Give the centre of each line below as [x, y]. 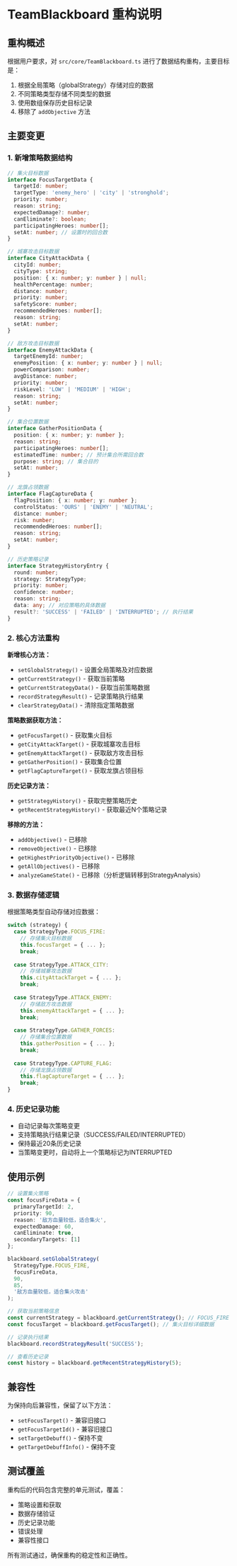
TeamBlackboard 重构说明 [85, 15]
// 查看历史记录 [28, 1357]
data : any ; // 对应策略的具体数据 [60, 606]
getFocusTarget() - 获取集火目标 [65, 735]
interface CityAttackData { [49, 258]
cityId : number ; [37, 265]
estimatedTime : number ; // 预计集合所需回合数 [79, 455]
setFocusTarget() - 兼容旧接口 [62, 1420]
